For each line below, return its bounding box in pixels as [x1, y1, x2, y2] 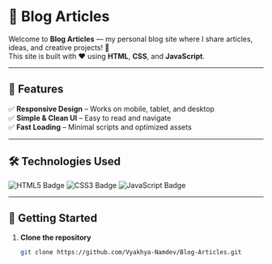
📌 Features [8, 83, 64, 96]
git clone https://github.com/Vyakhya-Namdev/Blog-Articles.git [19, 249, 242, 257]
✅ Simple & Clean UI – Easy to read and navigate [8, 113, 172, 122]
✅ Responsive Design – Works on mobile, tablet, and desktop [8, 104, 215, 113]
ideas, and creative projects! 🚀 [8, 42, 110, 52]
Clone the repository [19, 232, 91, 242]
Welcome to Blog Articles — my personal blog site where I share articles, [8, 34, 253, 44]
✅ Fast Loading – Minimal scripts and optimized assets [8, 121, 192, 132]
